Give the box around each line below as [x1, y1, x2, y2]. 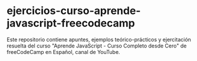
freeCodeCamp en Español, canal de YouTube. [6, 48, 120, 55]
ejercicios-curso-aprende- [6, 4, 141, 18]
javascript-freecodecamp [6, 16, 135, 30]
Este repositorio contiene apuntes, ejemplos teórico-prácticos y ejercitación [6, 36, 191, 43]
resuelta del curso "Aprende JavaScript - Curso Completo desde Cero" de [6, 42, 187, 49]
